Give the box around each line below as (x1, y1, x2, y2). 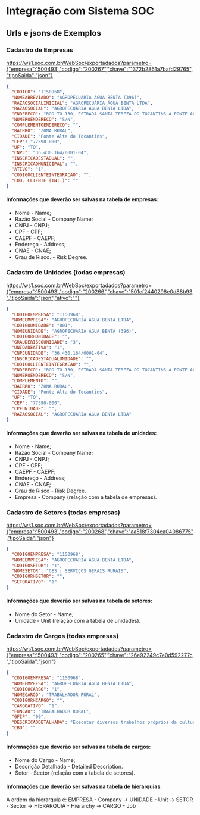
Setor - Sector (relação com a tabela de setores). (14, 769, 136, 776)
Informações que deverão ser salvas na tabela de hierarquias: (6, 783, 162, 790)
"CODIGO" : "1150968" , (11, 89, 65, 95)
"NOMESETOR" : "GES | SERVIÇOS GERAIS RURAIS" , (11, 568, 129, 574)
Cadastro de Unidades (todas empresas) (6, 268, 126, 276)
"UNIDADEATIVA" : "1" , (11, 345, 65, 351)
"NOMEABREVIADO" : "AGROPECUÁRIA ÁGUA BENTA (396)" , (11, 94, 143, 101)
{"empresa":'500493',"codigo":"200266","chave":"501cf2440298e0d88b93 (6, 288, 193, 295)
